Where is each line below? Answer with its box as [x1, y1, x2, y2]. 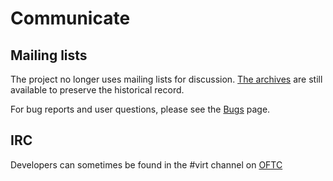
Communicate [10, 7, 131, 30]
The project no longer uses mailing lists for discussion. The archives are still [10, 73, 323, 85]
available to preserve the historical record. [10, 84, 185, 96]
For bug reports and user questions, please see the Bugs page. [10, 103, 271, 115]
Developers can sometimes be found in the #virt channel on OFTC [10, 158, 283, 171]
